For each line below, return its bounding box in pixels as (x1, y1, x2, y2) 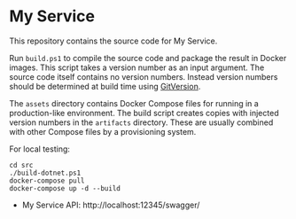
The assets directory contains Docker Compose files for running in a (9, 98, 259, 108)
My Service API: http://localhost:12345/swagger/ (21, 199, 200, 210)
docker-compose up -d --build (9, 184, 121, 192)
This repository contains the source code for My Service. (9, 35, 218, 46)
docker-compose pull (9, 176, 86, 185)
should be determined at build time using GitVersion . (9, 81, 201, 91)
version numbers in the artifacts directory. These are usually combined (9, 117, 274, 128)
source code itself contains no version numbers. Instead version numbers (9, 71, 278, 82)
